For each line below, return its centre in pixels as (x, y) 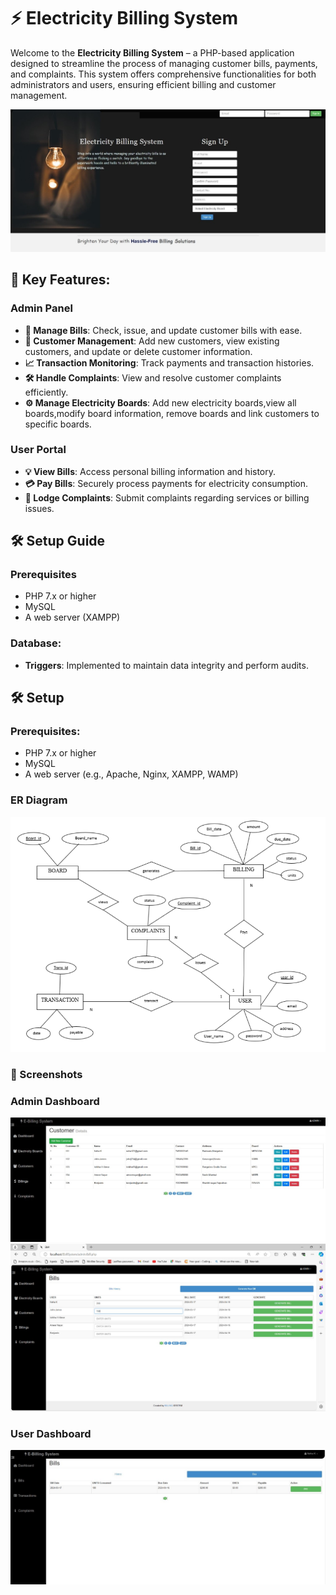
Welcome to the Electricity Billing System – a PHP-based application (152, 52)
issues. (39, 508)
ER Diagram (39, 800)
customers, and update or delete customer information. (138, 351)
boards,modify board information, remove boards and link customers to (172, 413)
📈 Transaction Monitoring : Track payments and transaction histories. (169, 362)
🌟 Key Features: (60, 280)
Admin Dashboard (55, 1101)
